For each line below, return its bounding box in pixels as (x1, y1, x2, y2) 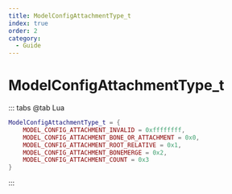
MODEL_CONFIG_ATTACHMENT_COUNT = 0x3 (23, 156, 150, 164)
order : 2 (8, 27, 38, 35)
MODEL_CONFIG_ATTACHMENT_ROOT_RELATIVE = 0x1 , (23, 141, 182, 149)
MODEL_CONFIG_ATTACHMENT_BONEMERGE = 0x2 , (23, 148, 168, 157)
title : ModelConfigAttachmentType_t (8, 11, 131, 20)
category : (8, 34, 42, 43)
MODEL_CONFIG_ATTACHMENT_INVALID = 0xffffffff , (23, 126, 185, 134)
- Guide (15, 42, 42, 50)
